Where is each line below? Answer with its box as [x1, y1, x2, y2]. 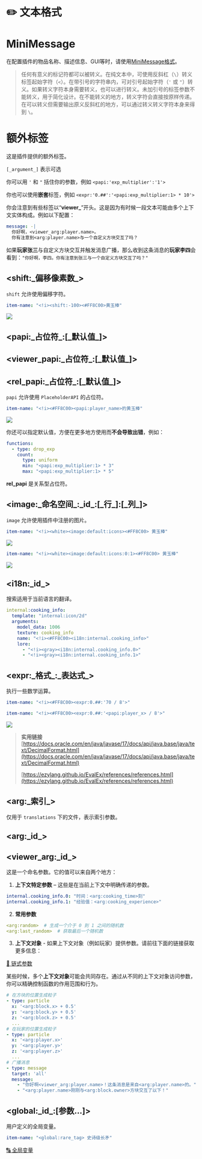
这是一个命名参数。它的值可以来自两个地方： [6, 868, 117, 875]
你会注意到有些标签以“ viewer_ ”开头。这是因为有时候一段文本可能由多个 [6, 204, 184, 211]
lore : [17, 641, 31, 647]
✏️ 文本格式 [6, 5, 62, 19]
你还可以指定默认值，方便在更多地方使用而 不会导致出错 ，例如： [6, 428, 164, 435]
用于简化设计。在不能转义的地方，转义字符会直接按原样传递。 [41, 93, 195, 101]
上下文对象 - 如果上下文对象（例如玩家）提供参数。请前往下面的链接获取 [14, 940, 195, 947]
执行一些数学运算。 [6, 688, 54, 695]
